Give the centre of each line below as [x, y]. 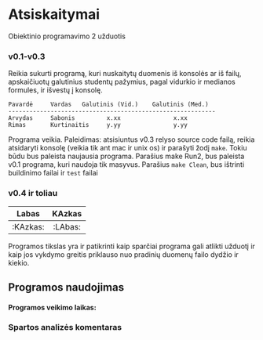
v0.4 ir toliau [33, 194]
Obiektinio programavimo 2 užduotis [67, 36]
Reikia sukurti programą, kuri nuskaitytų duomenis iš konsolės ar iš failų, [125, 74]
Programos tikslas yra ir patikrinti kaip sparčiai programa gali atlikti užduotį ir [131, 246]
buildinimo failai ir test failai [53, 173]
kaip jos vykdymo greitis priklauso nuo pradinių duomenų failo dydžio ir [124, 254]
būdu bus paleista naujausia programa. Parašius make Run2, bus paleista [126, 156]
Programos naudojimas [66, 287]
